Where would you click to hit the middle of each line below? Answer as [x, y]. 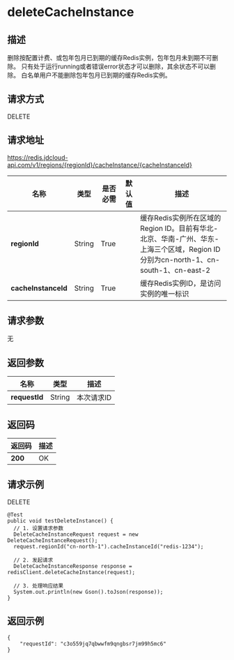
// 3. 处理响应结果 [39, 586]
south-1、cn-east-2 [175, 270]
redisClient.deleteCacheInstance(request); [71, 572]
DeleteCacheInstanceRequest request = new [76, 534]
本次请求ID [94, 398]
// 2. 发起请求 [33, 560]
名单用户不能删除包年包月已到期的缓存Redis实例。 [99, 75]
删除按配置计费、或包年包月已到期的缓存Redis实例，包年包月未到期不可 [110, 58]
